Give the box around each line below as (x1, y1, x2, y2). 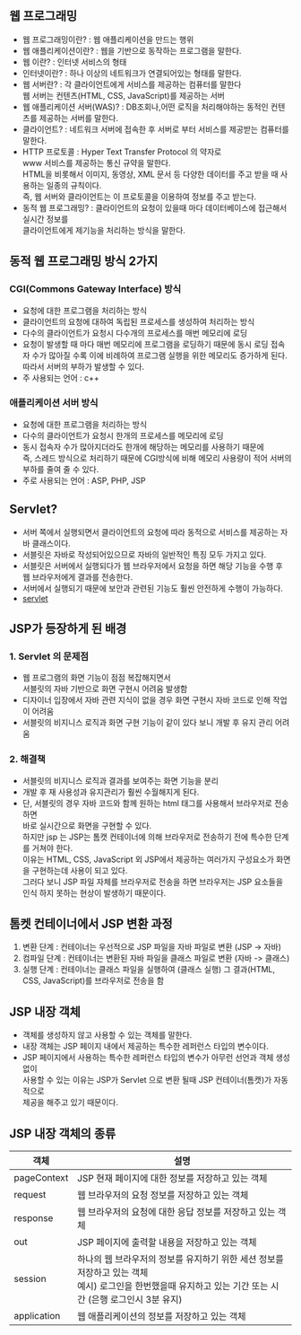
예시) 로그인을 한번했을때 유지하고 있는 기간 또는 (77, 1280, 269, 1293)
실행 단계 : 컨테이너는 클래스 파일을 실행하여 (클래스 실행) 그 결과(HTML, (21, 964, 276, 975)
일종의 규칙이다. (46, 180, 102, 190)
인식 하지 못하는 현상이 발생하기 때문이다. (21, 887, 167, 898)
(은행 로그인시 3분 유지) (88, 1294, 183, 1306)
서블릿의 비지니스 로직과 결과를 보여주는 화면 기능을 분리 (21, 775, 219, 786)
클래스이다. (31, 538, 72, 549)
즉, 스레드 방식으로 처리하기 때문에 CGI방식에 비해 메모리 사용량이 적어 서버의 (21, 452, 292, 463)
